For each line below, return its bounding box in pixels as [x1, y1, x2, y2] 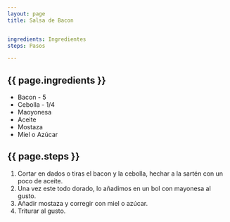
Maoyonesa [17, 108, 52, 117]
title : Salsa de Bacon [7, 17, 74, 24]
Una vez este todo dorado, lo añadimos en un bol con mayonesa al [17, 184, 211, 192]
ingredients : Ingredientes [7, 36, 87, 43]
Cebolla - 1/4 [17, 100, 55, 109]
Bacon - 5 [17, 93, 47, 102]
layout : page [7, 10, 46, 18]
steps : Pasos [7, 42, 46, 49]
